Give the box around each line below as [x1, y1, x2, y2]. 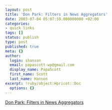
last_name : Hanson [9, 76, 48, 81]
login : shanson [9, 58, 41, 63]
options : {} [9, 85, 35, 91]
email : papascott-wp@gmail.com [9, 62, 75, 67]
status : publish [5, 35, 39, 40]
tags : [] [5, 30, 23, 35]
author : [5, 53, 21, 58]
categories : [5, 21, 30, 26]
